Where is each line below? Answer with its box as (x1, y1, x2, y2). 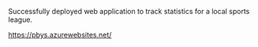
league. (8, 15, 33, 24)
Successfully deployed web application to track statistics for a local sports (8, 7, 250, 16)
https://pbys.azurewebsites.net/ (8, 31, 112, 39)
